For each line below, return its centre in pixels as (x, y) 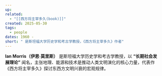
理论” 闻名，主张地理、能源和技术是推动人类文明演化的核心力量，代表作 (82, 62)
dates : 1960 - (20, 37)
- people (18, 32)
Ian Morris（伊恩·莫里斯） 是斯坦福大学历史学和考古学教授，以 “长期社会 (79, 56)
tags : (11, 28)
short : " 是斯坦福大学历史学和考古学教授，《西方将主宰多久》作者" (65, 42)
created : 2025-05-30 (26, 23)
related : (14, 14)
